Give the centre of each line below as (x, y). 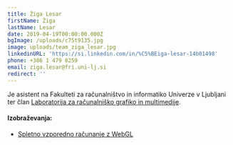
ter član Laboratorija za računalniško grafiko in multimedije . (94, 101)
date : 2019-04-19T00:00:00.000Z (55, 34)
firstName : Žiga (31, 21)
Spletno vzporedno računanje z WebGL (76, 134)
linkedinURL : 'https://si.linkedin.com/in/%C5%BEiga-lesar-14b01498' (113, 54)
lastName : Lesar (31, 27)
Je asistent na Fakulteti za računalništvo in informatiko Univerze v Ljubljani (117, 94)
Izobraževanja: (30, 118)
